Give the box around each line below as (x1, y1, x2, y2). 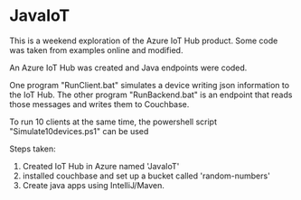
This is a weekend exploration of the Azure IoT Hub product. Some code (9, 35, 278, 46)
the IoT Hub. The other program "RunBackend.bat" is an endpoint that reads (9, 89, 293, 100)
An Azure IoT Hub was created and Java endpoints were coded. (9, 62, 248, 73)
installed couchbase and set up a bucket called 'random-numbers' (22, 170, 271, 181)
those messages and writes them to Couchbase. (9, 98, 190, 109)
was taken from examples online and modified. (9, 44, 183, 55)
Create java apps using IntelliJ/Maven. (22, 179, 165, 190)
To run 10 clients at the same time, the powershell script (9, 116, 217, 127)
